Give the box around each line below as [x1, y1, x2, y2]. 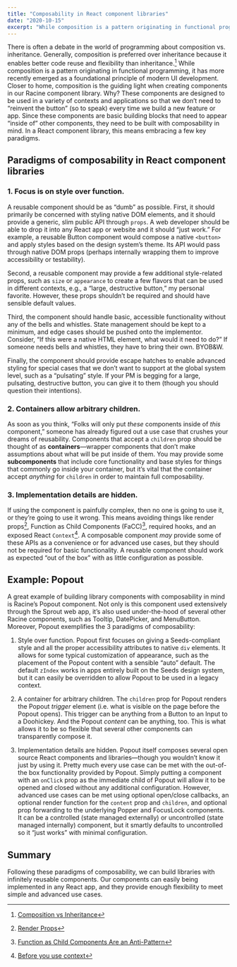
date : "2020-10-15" [7, 17, 65, 24]
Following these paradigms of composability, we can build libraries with [7, 867, 215, 876]
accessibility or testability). [7, 255, 86, 263]
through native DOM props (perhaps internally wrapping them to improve [7, 248, 219, 256]
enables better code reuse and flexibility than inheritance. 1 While [7, 58, 195, 68]
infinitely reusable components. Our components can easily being [7, 875, 199, 884]
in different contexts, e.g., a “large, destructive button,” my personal [7, 284, 205, 292]
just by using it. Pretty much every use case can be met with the [17, 761, 205, 769]
